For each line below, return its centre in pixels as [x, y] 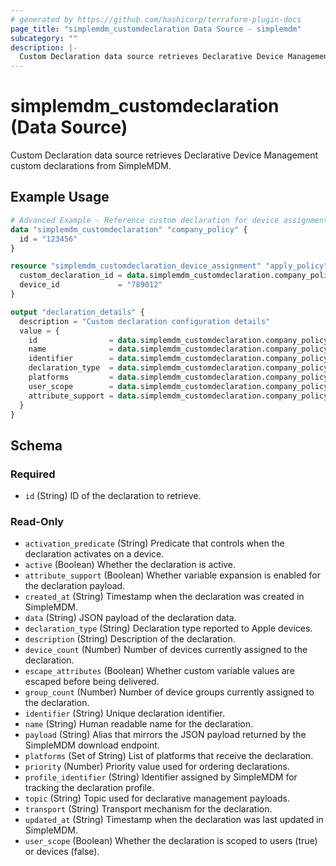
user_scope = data [82, 386]
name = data [82, 349]
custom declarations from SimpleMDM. [91, 166]
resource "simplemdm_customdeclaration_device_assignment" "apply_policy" [169, 266]
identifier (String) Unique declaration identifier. [124, 713]
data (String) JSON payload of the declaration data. [130, 618]
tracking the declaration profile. [89, 788]
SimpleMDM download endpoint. [92, 745]
